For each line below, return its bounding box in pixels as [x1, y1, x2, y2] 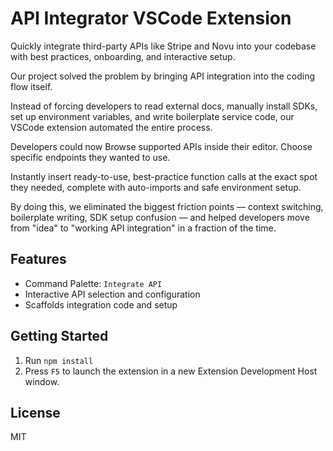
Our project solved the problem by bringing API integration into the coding [10, 70, 316, 82]
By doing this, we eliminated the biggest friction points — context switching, [10, 200, 324, 212]
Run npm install [24, 354, 94, 366]
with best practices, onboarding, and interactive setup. [10, 50, 236, 62]
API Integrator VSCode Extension [10, 7, 292, 30]
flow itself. [10, 80, 53, 92]
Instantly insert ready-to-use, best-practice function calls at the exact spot [10, 170, 318, 182]
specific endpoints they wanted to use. [10, 151, 171, 163]
